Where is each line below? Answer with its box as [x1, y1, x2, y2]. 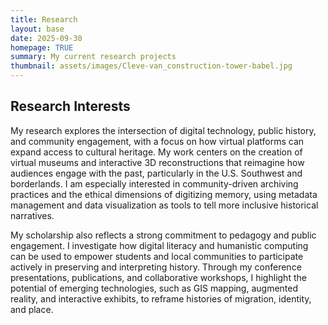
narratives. [10, 209, 55, 221]
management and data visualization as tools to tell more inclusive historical [10, 199, 319, 211]
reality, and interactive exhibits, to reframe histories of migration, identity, [10, 292, 312, 305]
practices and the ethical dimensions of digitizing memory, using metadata [10, 188, 318, 200]
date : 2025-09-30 [10, 33, 83, 43]
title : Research [10, 14, 78, 25]
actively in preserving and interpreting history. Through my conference [10, 261, 302, 273]
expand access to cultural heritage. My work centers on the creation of [10, 146, 303, 158]
